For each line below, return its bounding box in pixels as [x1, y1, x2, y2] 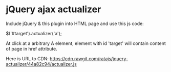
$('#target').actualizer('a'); [6, 30, 62, 36]
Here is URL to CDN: [6, 55, 49, 62]
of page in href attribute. [6, 45, 58, 52]
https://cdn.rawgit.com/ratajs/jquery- [50, 55, 129, 62]
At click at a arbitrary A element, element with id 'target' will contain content [6, 40, 166, 46]
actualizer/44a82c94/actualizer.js [6, 61, 77, 67]
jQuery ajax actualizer [6, 4, 101, 15]
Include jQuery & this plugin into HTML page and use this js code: [6, 20, 144, 27]
